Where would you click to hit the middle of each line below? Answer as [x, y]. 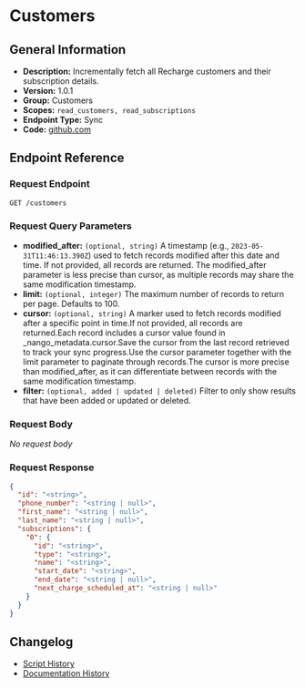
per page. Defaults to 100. [71, 303]
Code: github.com [56, 129]
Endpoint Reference [67, 158]
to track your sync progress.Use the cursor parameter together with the [157, 352]
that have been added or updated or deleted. [107, 400]
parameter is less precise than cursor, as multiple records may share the [158, 274]
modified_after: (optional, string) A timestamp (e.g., [126, 245]
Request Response [52, 467]
